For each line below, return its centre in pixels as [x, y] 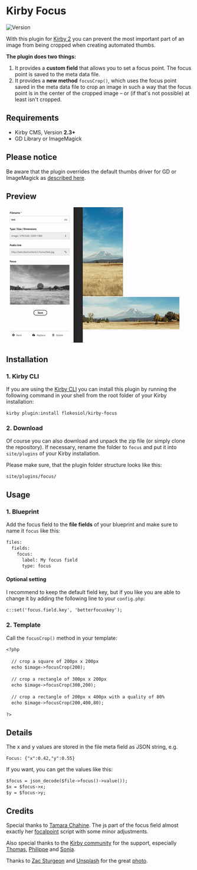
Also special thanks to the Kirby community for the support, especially [91, 843]
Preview [22, 196]
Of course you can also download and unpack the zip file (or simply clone [96, 441]
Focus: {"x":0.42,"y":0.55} [41, 759]
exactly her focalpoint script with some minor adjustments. [77, 832]
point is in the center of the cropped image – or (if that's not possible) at [102, 93]
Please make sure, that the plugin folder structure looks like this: [84, 465]
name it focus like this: [33, 531]
